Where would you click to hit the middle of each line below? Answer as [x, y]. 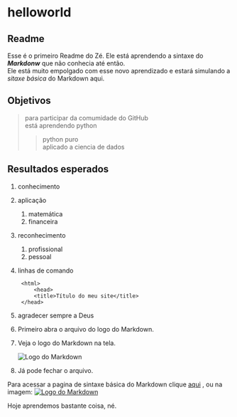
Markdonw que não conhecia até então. [66, 63]
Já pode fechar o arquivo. [55, 370]
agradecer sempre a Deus [56, 315]
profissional [45, 249]
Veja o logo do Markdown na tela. [66, 343]
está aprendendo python [61, 125]
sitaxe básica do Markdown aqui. [56, 78]
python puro [60, 139]
